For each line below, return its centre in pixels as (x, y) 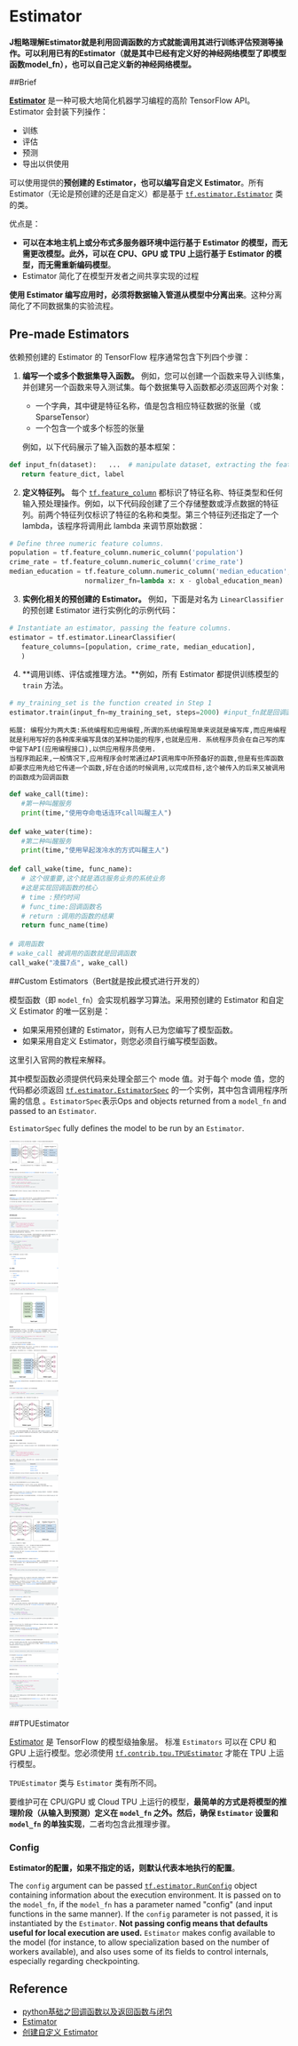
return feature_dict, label (73, 474)
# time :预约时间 (50, 897)
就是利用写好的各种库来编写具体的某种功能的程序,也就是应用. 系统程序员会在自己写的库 (147, 740)
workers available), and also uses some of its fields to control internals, (139, 1952)
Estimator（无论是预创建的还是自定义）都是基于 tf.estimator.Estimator (141, 194)
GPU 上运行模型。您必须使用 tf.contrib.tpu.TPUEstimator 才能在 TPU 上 (143, 1753)
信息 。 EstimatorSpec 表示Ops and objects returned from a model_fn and (155, 1101)
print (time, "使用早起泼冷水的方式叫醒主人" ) (95, 850)
